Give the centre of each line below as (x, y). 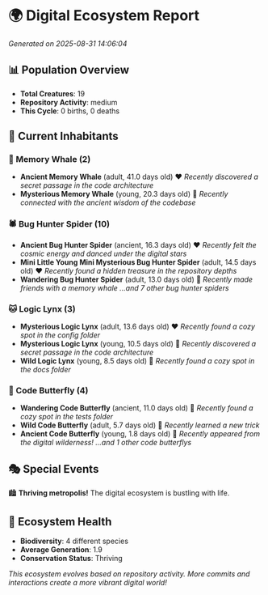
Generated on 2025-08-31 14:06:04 (68, 43)
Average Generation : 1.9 (61, 549)
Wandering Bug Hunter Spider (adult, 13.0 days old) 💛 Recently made (136, 279)
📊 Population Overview (69, 70)
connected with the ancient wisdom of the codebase (108, 202)
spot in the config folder (60, 335)
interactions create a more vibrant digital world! (88, 582)
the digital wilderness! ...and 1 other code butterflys (106, 443)
